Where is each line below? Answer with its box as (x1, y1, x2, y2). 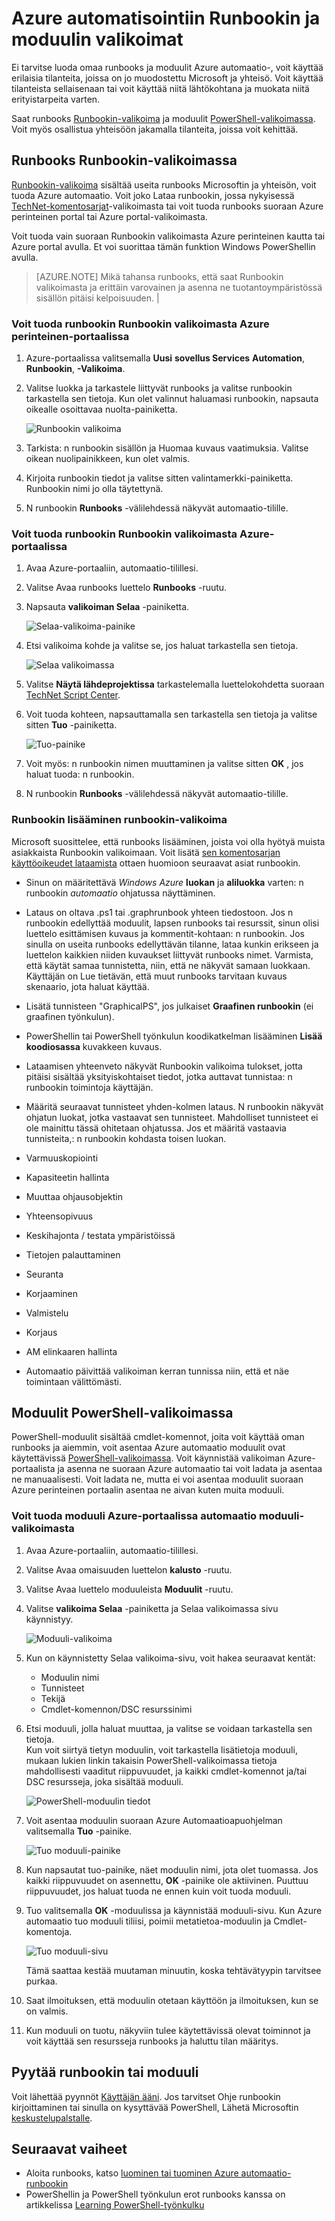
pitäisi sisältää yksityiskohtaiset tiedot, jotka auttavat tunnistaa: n (25, 1070, 293, 1082)
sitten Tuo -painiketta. (25, 719, 118, 731)
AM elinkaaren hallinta (25, 1345, 118, 1357)
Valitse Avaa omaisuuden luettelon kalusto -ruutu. (25, 1563, 233, 1576)
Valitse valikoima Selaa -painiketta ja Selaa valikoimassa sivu (25, 1602, 279, 1614)
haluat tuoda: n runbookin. (25, 768, 135, 781)
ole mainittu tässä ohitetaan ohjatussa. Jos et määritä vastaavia (25, 1122, 287, 1134)
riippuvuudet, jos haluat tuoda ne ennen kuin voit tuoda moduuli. (25, 1885, 292, 1897)
